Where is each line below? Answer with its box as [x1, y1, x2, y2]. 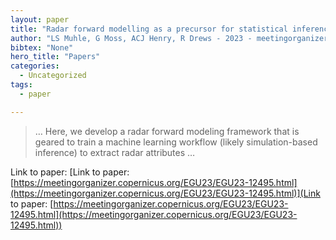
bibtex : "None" [10, 42, 74, 53]
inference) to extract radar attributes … [34, 146, 196, 158]
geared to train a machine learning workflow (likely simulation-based [34, 136, 318, 148]
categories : [10, 61, 60, 71]
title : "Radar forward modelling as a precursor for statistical [10, 24, 288, 34]
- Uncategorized [19, 71, 87, 81]
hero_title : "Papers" [10, 52, 101, 62]
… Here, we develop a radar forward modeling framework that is [34, 125, 300, 137]
